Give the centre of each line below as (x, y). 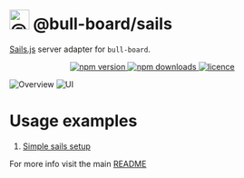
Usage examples (73, 121)
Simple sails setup (56, 146)
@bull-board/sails (102, 24)
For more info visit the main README (78, 163)
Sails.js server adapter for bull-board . (80, 49)
